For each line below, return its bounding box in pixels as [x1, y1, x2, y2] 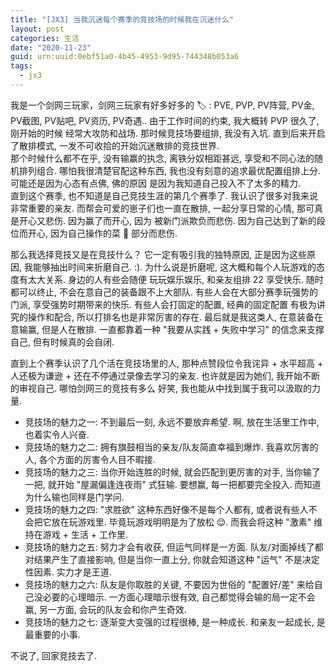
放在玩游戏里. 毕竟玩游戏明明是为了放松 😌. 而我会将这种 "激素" [51, 516, 312, 528]
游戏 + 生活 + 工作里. [42, 528, 129, 540]
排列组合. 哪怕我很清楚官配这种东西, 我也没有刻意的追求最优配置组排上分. [18, 164, 321, 176]
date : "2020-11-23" [10, 42, 92, 53]
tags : [10, 61, 33, 71]
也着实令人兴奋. [24, 428, 90, 440]
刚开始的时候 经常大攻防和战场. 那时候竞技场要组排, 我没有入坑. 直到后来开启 [10, 127, 326, 139]
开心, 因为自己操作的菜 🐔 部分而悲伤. [27, 227, 178, 239]
